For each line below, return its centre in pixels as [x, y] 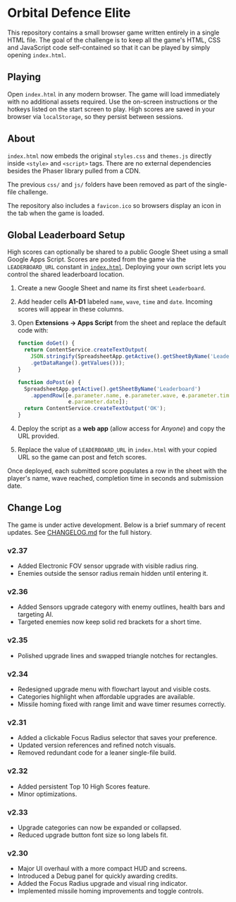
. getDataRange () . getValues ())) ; [78, 363]
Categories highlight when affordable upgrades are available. [106, 697]
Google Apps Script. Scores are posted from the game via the [97, 259]
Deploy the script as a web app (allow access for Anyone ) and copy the [121, 428]
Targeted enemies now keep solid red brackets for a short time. [110, 622]
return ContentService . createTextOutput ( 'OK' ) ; [95, 409]
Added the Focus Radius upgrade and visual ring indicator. [103, 884]
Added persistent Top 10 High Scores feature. [83, 786]
